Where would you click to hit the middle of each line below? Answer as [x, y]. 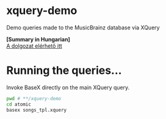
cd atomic [19, 104]
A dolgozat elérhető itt [34, 46]
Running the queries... [64, 70]
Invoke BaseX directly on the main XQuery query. [68, 87]
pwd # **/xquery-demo [34, 98]
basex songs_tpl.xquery [37, 110]
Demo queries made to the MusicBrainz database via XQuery [83, 27]
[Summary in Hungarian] [38, 39]
